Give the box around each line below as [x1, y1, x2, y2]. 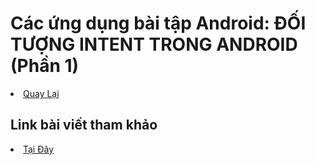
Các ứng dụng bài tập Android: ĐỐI [10, 12, 307, 35]
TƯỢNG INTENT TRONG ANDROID [10, 33, 298, 56]
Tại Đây [23, 143, 55, 155]
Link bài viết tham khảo [10, 117, 158, 134]
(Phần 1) [10, 55, 80, 77]
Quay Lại [23, 87, 60, 99]
